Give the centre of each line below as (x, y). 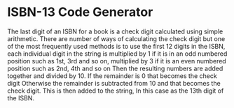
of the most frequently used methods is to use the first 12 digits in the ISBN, (116, 46)
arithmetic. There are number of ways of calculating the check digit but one (116, 38)
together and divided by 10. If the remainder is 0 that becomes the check (112, 76)
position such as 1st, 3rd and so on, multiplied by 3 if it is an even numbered (117, 61)
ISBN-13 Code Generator (80, 12)
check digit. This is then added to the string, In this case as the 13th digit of (116, 91)
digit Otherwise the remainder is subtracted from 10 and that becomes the (114, 83)
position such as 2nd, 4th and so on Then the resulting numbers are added (115, 68)
